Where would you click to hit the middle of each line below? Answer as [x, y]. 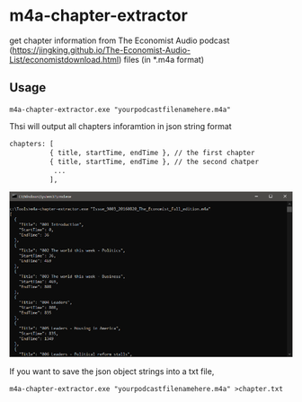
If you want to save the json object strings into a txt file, [112, 371]
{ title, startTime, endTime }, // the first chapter [152, 153]
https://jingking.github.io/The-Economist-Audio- [102, 49]
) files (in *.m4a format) [161, 59]
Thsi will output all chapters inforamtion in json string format [120, 126]
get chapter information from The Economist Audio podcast [120, 40]
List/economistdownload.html [64, 59]
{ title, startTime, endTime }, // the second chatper [154, 162]
